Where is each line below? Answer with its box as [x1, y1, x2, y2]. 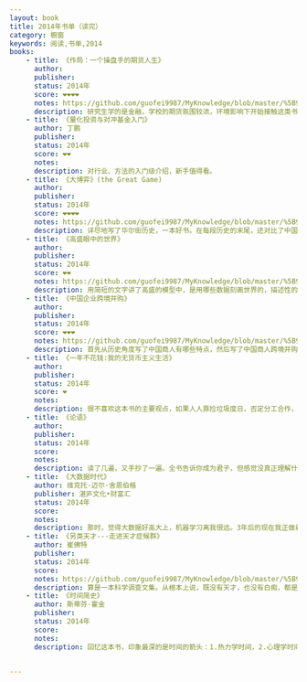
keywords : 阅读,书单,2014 [9, 38, 103, 48]
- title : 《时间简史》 [26, 591, 104, 601]
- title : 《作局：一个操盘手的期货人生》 [26, 56, 165, 65]
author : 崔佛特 [33, 540, 88, 549]
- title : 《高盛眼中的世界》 [26, 234, 125, 243]
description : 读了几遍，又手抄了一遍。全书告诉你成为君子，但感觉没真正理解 [33, 464, 291, 474]
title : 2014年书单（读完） [9, 22, 102, 31]
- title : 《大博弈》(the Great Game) [26, 175, 163, 184]
